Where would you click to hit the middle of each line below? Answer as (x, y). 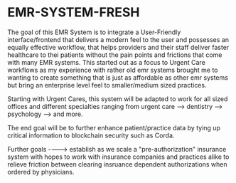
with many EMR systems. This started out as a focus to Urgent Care (107, 62)
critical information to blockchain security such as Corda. (91, 135)
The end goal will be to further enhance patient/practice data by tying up (114, 127)
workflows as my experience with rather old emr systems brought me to (113, 70)
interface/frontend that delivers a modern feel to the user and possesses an (118, 39)
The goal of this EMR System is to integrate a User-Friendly (94, 32)
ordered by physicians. (41, 172)
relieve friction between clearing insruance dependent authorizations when (117, 164)
